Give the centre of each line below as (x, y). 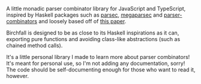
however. (17, 76)
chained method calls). (34, 45)
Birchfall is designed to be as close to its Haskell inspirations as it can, (93, 33)
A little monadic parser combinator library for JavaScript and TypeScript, (96, 9)
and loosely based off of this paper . (82, 21)
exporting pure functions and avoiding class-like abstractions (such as (93, 39)
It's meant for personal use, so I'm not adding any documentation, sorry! (96, 63)
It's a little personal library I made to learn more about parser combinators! (98, 57)
